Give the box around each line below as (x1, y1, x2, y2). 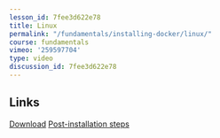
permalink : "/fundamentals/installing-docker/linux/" (9, 29, 213, 38)
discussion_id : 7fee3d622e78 (9, 63, 117, 72)
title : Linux (9, 21, 58, 30)
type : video (9, 54, 53, 63)
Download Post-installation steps (9, 119, 130, 129)
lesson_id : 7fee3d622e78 (9, 12, 101, 22)
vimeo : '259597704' (9, 46, 82, 55)
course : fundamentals (9, 37, 90, 47)
